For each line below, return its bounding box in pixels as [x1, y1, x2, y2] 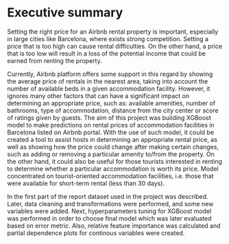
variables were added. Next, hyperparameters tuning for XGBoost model [7, 207, 212, 215]
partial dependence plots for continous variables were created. [7, 228, 185, 237]
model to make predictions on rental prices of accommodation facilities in [7, 121, 215, 129]
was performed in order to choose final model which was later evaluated [7, 214, 212, 222]
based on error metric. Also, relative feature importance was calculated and [7, 221, 221, 230]
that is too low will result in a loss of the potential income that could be [7, 49, 206, 58]
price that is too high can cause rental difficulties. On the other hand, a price [7, 42, 223, 50]
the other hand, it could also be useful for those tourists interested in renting [7, 157, 223, 165]
